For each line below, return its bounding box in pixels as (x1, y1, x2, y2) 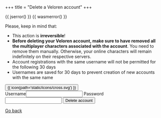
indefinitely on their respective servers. (12, 54, 92, 59)
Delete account (65, 98, 93, 103)
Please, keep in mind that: (5, 23, 57, 29)
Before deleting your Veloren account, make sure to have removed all (12, 38, 156, 44)
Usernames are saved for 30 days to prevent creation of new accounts (12, 69, 155, 75)
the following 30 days (12, 64, 56, 70)
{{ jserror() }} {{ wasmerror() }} (5, 14, 68, 19)
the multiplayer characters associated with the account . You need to (12, 43, 154, 49)
